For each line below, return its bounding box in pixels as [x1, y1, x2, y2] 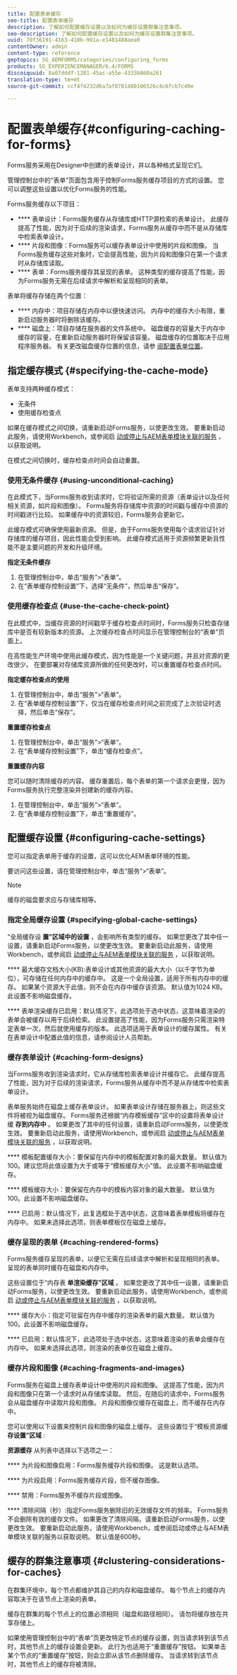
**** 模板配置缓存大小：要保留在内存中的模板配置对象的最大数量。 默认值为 [7, 1153, 227, 1161]
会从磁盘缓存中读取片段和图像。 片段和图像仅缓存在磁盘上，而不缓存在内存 [7, 1398, 226, 1407]
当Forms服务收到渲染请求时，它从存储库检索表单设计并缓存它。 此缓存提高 [7, 1070, 226, 1078]
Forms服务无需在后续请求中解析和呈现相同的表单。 [23, 277, 173, 285]
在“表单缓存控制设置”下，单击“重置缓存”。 [17, 809, 140, 817]
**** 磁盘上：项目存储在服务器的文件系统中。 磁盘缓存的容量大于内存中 [17, 324, 226, 332]
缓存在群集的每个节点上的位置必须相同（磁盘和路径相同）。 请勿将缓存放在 [7, 1610, 222, 1619]
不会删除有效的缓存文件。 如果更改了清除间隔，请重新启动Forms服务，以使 [7, 1515, 226, 1523]
